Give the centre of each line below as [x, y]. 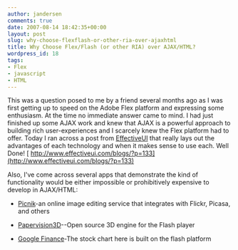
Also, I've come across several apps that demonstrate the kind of [103, 175]
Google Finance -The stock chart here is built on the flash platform [114, 239]
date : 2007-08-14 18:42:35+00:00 [57, 27]
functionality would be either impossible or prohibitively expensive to [108, 182]
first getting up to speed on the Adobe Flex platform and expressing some [116, 108]
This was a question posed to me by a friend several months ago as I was [115, 100]
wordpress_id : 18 [33, 54]
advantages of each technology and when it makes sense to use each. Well [118, 146]
